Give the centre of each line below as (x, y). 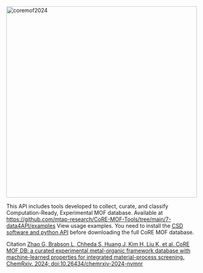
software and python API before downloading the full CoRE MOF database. (100, 232)
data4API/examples (31, 226)
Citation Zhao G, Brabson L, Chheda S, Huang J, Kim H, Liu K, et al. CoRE (98, 244)
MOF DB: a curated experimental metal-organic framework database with (98, 251)
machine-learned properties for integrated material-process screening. (95, 257)
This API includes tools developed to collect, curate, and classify (87, 206)
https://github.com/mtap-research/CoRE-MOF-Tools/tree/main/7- (89, 219)
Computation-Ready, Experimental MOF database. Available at (85, 213)
